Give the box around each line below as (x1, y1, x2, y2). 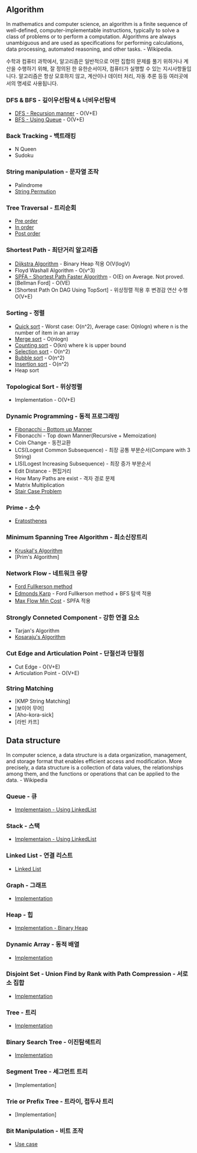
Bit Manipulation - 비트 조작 (6, 1126, 84, 1135)
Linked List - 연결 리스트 (6, 851, 73, 860)
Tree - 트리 (6, 1008, 37, 1017)
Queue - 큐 (6, 792, 37, 800)
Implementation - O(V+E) (14, 396, 75, 403)
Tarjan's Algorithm (14, 627, 60, 634)
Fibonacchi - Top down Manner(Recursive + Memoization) (14, 432, 157, 439)
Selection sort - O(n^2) (14, 348, 71, 355)
